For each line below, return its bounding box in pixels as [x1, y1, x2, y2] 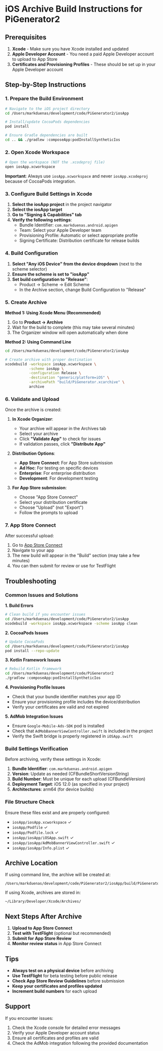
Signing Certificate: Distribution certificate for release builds [19, 238, 140, 243]
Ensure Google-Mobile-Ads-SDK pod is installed [12, 723, 104, 729]
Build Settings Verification [5, 745, 68, 752]
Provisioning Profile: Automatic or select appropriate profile [19, 232, 138, 239]
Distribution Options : [12, 450, 56, 456]
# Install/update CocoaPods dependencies [5, 120, 90, 124]
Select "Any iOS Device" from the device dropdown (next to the [12, 261, 142, 267]
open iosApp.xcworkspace [5, 164, 55, 170]
